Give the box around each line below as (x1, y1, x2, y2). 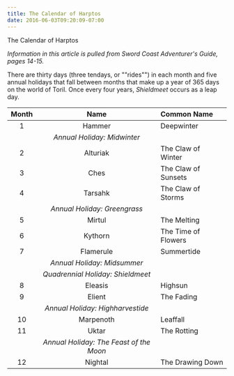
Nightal (84, 357, 109, 367)
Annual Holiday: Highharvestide (44, 303, 149, 313)
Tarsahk (83, 188, 110, 197)
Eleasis (84, 280, 109, 290)
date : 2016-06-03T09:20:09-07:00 (7, 17, 104, 24)
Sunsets (160, 172, 187, 182)
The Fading (160, 292, 198, 301)
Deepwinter (160, 121, 198, 130)
